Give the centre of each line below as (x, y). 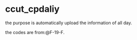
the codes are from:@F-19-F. (35, 32)
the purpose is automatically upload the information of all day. (68, 23)
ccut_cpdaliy (32, 9)
